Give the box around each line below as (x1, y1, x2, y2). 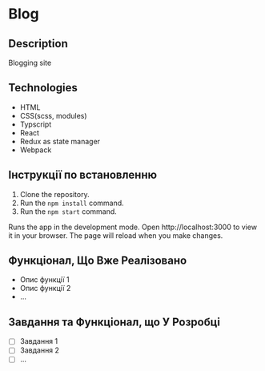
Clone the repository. (19, 189, 90, 199)
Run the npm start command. (19, 206, 118, 216)
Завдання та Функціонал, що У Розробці (8, 315, 220, 329)
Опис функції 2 (19, 284, 71, 293)
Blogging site (8, 58, 52, 67)
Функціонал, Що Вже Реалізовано (8, 254, 187, 268)
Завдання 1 (19, 337, 58, 346)
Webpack (19, 145, 52, 155)
